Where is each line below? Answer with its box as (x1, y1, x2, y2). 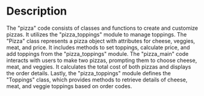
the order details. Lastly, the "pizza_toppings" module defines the (6, 69, 171, 77)
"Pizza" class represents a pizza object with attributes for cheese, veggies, (6, 37, 195, 44)
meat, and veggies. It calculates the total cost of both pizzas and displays (6, 63, 191, 70)
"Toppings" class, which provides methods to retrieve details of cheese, (6, 76, 188, 83)
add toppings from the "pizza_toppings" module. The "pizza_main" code (6, 50, 189, 57)
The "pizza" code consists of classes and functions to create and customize (6, 24, 199, 32)
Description (6, 4, 67, 18)
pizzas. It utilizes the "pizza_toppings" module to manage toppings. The (6, 30, 188, 38)
